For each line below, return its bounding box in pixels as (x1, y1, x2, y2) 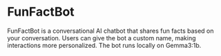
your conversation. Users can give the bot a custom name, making (7, 33, 196, 42)
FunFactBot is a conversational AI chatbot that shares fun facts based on (7, 27, 214, 35)
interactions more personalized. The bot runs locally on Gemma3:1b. (7, 41, 202, 49)
